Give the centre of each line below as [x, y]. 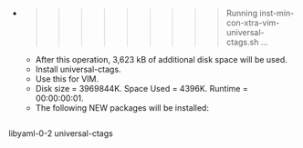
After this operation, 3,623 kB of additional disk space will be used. [162, 59]
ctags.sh [242, 42]
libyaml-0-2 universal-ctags [61, 133]
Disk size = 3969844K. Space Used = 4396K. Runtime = [141, 89]
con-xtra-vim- [253, 23]
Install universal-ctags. [78, 69]
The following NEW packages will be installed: [122, 108]
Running [242, 13]
